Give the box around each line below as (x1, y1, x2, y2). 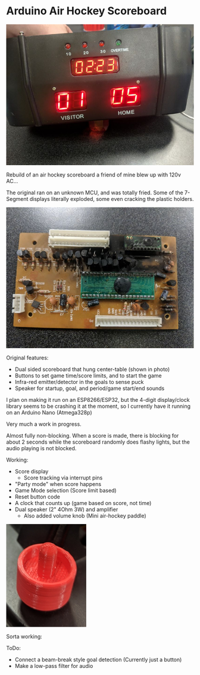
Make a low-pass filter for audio (14, 662, 93, 669)
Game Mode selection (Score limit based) (14, 487, 117, 494)
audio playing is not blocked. (6, 444, 77, 451)
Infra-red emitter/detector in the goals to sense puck (14, 378, 144, 385)
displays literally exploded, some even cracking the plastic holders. (29, 195, 194, 202)
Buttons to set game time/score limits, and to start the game (14, 371, 162, 379)
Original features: (6, 354, 49, 361)
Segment (6, 195, 29, 202)
